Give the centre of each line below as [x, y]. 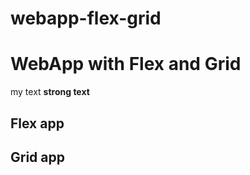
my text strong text [50, 92]
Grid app [37, 157]
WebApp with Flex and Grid [126, 64]
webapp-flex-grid [86, 18]
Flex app [37, 123]
